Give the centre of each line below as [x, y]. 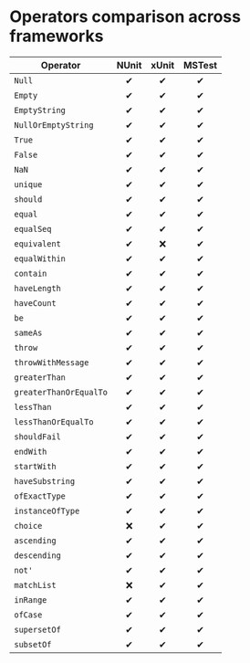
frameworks [57, 36]
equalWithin [40, 258]
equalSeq [33, 229]
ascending [35, 540]
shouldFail [37, 437]
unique [28, 184]
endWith [31, 451]
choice [28, 526]
